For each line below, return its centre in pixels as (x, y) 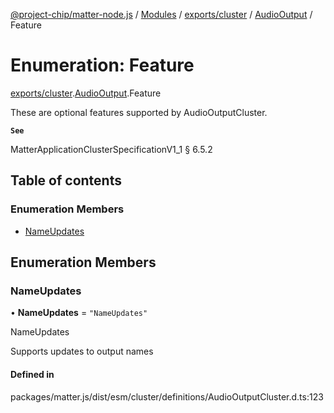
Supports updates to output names (82, 351)
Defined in (32, 374)
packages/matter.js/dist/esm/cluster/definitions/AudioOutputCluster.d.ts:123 (167, 396)
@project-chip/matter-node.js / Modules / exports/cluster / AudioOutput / (161, 14)
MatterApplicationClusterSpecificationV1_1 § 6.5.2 (111, 149)
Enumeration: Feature (102, 65)
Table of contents (66, 180)
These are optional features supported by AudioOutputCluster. (139, 112)
